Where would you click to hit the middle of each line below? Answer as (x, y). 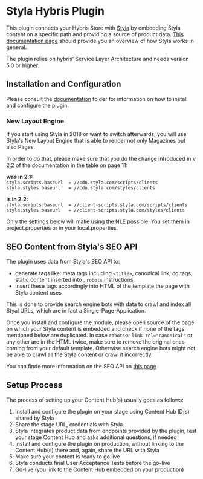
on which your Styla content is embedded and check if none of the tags (95, 328)
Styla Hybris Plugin (55, 11)
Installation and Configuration (64, 84)
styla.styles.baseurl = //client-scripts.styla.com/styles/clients (96, 210)
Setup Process (34, 385)
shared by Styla (34, 418)
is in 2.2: (17, 199)
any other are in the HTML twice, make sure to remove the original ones (95, 341)
